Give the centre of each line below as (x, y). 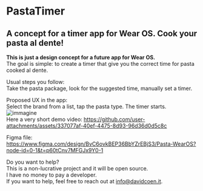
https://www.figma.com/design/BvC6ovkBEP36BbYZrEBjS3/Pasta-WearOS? (101, 144)
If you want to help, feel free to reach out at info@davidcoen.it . (85, 181)
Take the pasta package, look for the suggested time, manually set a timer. (99, 88)
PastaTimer (36, 11)
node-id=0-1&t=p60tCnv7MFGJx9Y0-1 (55, 150)
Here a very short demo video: (45, 119)
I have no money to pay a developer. (52, 175)
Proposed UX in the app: (37, 100)
